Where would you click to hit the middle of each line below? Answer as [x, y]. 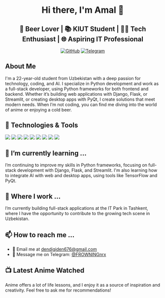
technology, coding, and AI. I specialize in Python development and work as [82, 83]
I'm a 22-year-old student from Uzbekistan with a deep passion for [73, 78]
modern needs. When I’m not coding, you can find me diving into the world [81, 104]
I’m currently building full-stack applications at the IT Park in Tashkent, [77, 208]
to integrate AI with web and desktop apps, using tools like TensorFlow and [81, 176]
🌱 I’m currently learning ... [46, 153]
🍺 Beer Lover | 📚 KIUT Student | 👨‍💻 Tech [83, 29]
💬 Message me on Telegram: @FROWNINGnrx [59, 255]
